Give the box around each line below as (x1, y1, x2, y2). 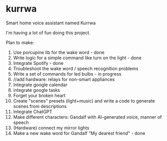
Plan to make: (6, 39, 35, 46)
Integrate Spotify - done (13, 60, 64, 66)
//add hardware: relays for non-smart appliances (13, 76, 115, 82)
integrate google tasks (13, 87, 60, 93)
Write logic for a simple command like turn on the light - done (13, 54, 142, 61)
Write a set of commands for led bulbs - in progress (13, 70, 121, 77)
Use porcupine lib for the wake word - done (13, 49, 105, 55)
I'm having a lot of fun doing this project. (6, 29, 91, 36)
